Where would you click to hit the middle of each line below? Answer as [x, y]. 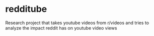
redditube [26, 9]
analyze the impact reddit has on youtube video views [61, 28]
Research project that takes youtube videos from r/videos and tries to [77, 23]
